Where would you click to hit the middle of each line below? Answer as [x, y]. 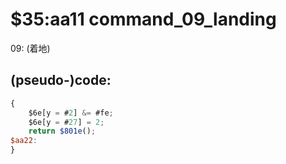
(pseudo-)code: [61, 80]
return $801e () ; [62, 131]
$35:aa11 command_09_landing [143, 19]
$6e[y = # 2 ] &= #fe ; [71, 113]
